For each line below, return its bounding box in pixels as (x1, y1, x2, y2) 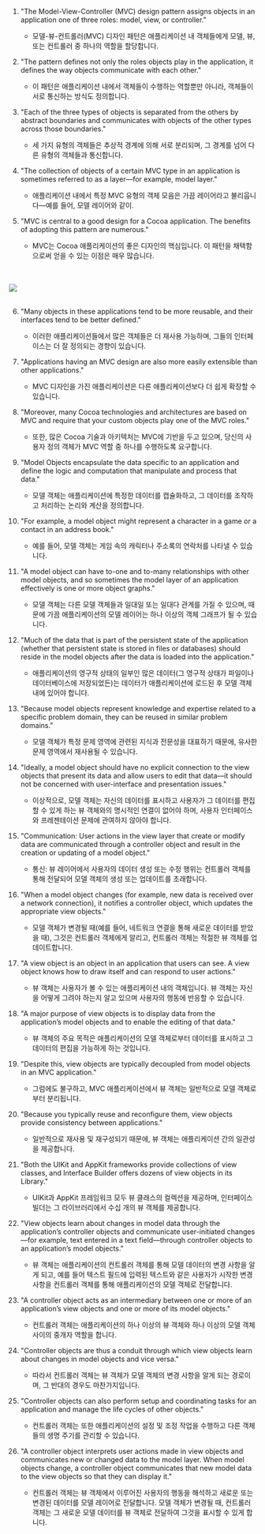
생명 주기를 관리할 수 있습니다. (47, 1431, 140, 1440)
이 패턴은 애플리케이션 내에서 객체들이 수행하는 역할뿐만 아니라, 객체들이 (32, 82, 254, 91)
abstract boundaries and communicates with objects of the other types (20, 116, 252, 125)
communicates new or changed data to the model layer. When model (20, 1455, 245, 1464)
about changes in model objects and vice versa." (20, 1354, 180, 1363)
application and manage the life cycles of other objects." (20, 1405, 204, 1414)
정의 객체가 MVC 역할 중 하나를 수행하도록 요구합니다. (47, 442, 212, 451)
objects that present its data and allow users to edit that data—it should (20, 771, 252, 780)
